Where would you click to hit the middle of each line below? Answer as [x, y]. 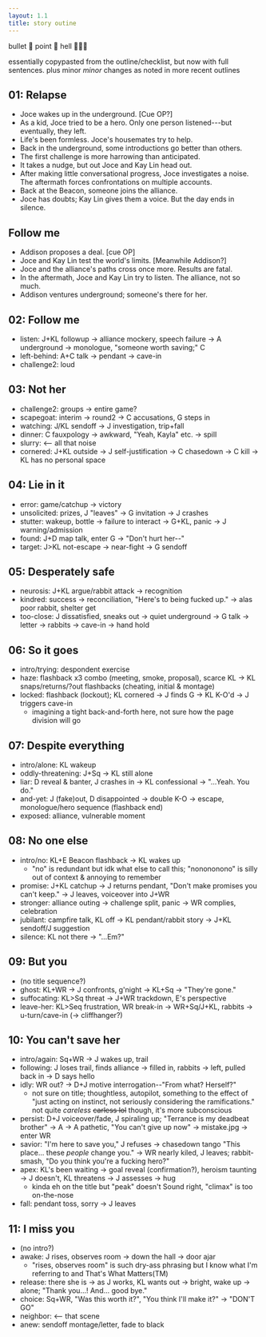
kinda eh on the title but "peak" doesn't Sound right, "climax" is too [142, 1187]
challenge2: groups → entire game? [78, 409]
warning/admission [52, 529]
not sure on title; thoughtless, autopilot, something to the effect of [140, 1093]
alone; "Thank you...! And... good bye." [83, 1291]
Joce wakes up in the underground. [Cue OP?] [96, 114]
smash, [32, 1161]
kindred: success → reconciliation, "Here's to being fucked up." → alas [136, 600]
